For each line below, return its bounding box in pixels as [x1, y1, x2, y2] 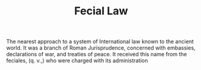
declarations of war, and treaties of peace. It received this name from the [6, 51, 187, 58]
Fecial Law [74, 4, 128, 18]
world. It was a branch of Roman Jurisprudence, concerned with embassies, [6, 44, 196, 51]
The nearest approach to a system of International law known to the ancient [6, 38, 194, 45]
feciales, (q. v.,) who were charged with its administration [6, 57, 149, 64]
